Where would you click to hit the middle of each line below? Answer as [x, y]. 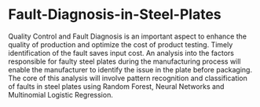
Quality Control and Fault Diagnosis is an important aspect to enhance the [128, 36]
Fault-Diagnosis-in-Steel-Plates [115, 15]
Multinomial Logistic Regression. [61, 94]
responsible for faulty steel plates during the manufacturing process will [125, 61]
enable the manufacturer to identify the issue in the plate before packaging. [130, 69]
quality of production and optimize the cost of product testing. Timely [121, 44]
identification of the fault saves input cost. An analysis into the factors [121, 53]
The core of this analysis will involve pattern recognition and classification [128, 78]
